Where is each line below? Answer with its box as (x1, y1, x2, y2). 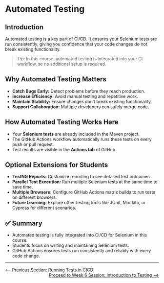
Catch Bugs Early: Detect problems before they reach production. (12, 88, 145, 94)
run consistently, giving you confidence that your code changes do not (5, 41, 147, 47)
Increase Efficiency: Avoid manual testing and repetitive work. (12, 93, 138, 99)
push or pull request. (12, 141, 54, 147)
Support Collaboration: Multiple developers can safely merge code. (12, 104, 149, 110)
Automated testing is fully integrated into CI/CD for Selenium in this (12, 232, 147, 238)
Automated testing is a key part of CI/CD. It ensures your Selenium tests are (5, 36, 157, 42)
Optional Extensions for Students (5, 161, 108, 169)
